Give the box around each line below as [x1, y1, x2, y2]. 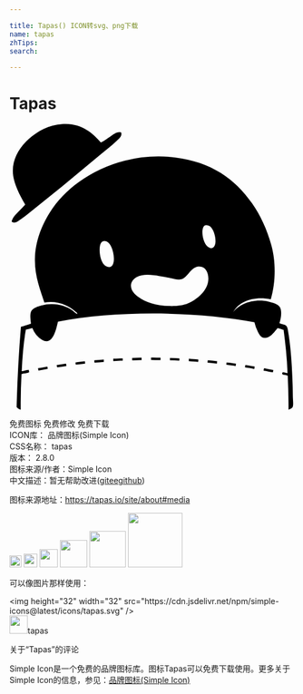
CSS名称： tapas [9, 441, 73, 452]
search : [9, 46, 39, 55]
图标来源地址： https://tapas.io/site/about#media [9, 494, 191, 505]
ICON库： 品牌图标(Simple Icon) [9, 430, 130, 441]
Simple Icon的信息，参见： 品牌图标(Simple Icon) [9, 675, 191, 686]
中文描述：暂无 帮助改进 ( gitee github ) [9, 475, 145, 486]
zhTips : [9, 38, 39, 47]
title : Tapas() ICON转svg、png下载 [9, 21, 139, 30]
